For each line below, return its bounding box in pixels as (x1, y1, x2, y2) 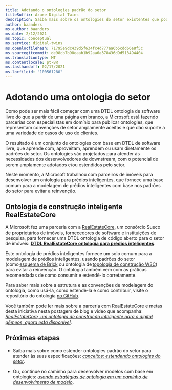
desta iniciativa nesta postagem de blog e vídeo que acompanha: (5, 308, 143, 314)
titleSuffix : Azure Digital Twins (5, 12, 79, 17)
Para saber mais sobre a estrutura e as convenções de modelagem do (5, 282, 154, 288)
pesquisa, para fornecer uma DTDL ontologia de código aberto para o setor (5, 235, 165, 241)
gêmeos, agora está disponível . (5, 319, 72, 325)
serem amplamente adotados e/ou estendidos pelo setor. (5, 162, 126, 168)
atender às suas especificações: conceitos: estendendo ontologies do (12, 353, 161, 359)
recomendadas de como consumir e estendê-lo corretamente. (5, 272, 137, 278)
